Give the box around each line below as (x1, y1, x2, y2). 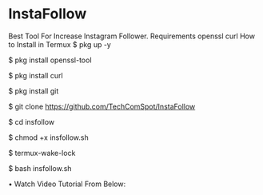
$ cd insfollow (8, 117, 55, 126)
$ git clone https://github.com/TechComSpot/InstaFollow (8, 101, 196, 111)
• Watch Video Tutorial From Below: (8, 179, 126, 189)
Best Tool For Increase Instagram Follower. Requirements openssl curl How (8, 31, 256, 41)
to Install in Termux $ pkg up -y (8, 39, 112, 49)
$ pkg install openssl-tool (8, 55, 92, 65)
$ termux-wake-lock (8, 148, 76, 157)
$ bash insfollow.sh (8, 163, 72, 173)
